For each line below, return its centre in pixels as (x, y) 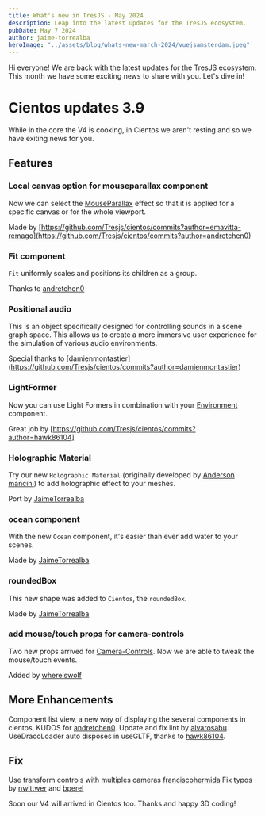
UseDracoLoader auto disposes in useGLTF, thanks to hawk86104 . (117, 736)
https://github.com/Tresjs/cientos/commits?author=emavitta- (141, 227)
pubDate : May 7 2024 (42, 30)
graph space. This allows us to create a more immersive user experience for (132, 335)
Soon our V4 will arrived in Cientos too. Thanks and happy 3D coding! (122, 804)
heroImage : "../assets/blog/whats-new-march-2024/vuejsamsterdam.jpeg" (129, 45)
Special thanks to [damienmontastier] (69, 358)
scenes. (21, 545)
